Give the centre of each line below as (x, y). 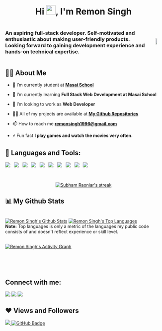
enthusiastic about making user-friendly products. (68, 39)
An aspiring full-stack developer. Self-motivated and (70, 33)
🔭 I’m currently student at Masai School (53, 85)
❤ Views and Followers (42, 310)
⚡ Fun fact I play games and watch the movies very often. (73, 136)
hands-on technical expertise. (42, 51)
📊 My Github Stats (35, 201)
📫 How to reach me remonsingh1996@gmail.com (65, 124)
